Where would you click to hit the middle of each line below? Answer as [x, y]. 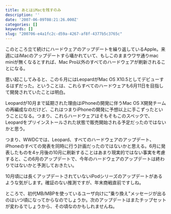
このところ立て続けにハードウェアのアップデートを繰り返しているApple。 [83, 49]
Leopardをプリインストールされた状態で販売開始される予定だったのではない [86, 122]
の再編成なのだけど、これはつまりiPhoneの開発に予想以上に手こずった [80, 109]
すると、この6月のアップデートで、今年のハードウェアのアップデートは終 [83, 159]
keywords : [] [19, 29]
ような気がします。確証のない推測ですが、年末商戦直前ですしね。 [75, 182]
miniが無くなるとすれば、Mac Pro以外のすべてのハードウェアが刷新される [83, 62]
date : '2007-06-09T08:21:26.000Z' [42, 20]
